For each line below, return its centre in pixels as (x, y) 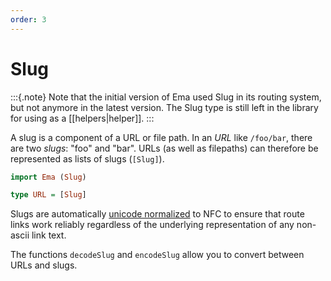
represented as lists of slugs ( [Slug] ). (87, 158)
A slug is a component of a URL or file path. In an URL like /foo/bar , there (161, 137)
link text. (49, 235)
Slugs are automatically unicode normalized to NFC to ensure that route (157, 214)
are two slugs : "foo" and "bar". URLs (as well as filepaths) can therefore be (164, 148)
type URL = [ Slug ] (48, 195)
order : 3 (28, 19)
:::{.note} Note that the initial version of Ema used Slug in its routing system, (166, 97)
